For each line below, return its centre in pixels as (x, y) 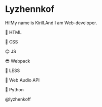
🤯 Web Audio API (22, 80)
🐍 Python (14, 89)
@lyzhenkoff (18, 99)
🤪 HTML (14, 32)
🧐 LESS (13, 71)
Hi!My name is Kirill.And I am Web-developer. (51, 23)
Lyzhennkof (30, 9)
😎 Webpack (18, 61)
